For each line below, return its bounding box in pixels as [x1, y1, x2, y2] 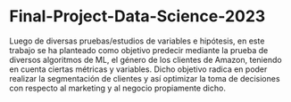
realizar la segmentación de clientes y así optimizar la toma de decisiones [9, 73, 280, 83]
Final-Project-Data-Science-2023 [9, 6, 266, 27]
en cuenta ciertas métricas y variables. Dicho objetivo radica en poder [9, 64, 268, 75]
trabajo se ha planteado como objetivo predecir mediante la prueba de [9, 44, 269, 55]
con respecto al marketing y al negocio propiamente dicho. [9, 82, 226, 93]
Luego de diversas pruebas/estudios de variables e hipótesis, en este [9, 35, 265, 46]
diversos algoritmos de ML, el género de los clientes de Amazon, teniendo [9, 54, 283, 65]
